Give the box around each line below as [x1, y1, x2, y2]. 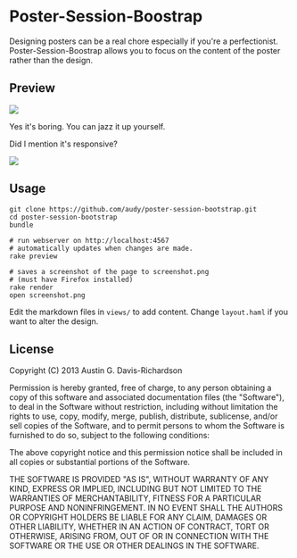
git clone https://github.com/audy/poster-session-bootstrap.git [9, 204, 257, 213]
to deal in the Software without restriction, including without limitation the [9, 402, 278, 412]
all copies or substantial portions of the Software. [9, 457, 190, 468]
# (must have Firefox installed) [9, 275, 134, 284]
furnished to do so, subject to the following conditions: [9, 430, 210, 441]
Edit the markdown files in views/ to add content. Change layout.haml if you [9, 306, 288, 317]
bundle [9, 221, 34, 229]
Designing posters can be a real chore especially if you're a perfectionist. [9, 36, 278, 46]
